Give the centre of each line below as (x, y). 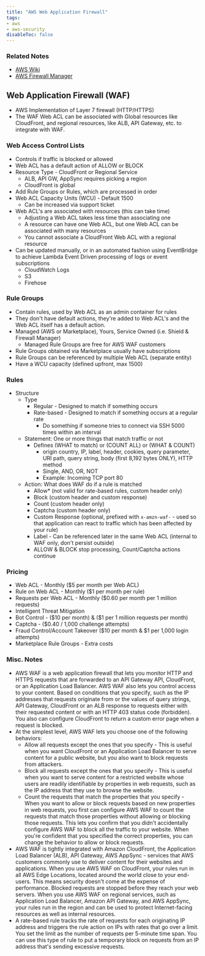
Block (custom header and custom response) (90, 498)
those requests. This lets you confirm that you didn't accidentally (106, 822)
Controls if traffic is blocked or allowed (64, 159)
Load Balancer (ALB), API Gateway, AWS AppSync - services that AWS (104, 855)
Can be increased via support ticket (69, 204)
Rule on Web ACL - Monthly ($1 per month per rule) (80, 591)
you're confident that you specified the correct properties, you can (108, 836)
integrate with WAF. (40, 130)
